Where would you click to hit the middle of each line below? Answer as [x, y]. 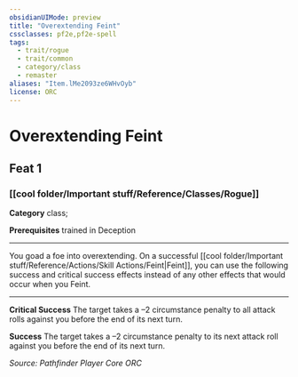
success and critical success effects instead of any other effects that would [147, 275]
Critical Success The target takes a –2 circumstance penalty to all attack [142, 310]
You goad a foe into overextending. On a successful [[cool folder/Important [146, 256]
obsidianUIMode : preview [55, 17]
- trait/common [45, 59]
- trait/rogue [43, 51]
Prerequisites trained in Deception [72, 230]
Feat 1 [26, 168]
